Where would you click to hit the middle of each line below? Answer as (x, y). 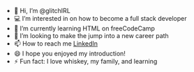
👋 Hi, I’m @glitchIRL (42, 11)
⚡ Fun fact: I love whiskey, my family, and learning (85, 61)
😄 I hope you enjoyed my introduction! (69, 53)
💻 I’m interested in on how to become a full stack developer (100, 18)
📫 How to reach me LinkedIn (56, 44)
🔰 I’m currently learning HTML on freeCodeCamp (84, 28)
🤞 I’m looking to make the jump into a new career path (91, 36)
